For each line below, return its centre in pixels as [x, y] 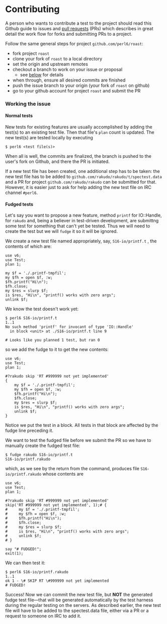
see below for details [42, 74]
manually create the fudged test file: [43, 445]
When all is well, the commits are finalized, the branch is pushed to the [78, 156]
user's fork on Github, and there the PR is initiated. [57, 161]
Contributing [32, 9]
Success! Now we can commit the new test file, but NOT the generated [79, 595]
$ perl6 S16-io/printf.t [31, 318]
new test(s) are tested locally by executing [49, 138]
